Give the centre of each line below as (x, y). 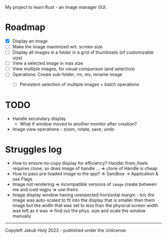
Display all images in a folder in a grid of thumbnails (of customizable (83, 52)
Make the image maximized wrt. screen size (57, 47)
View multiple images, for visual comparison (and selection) (74, 69)
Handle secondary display (39, 119)
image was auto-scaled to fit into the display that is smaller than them (83, 200)
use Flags (22, 179)
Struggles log (34, 149)
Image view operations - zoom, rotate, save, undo (63, 129)
